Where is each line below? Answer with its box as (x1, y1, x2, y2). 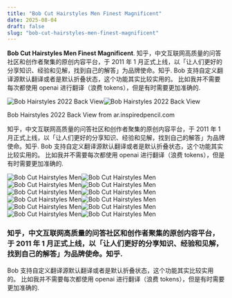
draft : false (7, 23, 45, 30)
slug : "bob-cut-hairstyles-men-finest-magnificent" (7, 29, 159, 37)
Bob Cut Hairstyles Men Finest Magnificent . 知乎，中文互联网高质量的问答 (7, 49, 222, 57)
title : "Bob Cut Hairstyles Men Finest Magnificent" (7, 10, 162, 17)
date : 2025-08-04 (7, 17, 57, 23)
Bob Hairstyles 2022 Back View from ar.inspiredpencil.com (7, 111, 175, 119)
